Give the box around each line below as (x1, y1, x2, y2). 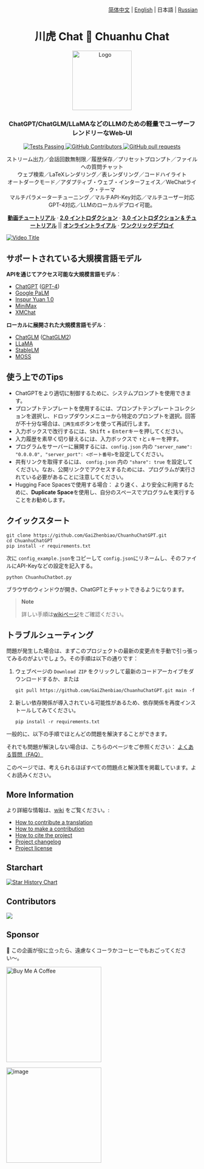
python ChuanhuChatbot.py (6, 574, 72, 581)
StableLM (15, 346, 39, 354)
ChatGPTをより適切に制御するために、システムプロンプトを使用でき (15, 389, 186, 396)
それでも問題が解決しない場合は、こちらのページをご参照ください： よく (6, 743, 189, 751)
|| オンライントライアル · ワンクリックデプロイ (58, 222, 174, 229)
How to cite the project (15, 832, 73, 839)
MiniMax (15, 302, 37, 310)
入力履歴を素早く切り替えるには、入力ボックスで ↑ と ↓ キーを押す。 (15, 435, 182, 442)
